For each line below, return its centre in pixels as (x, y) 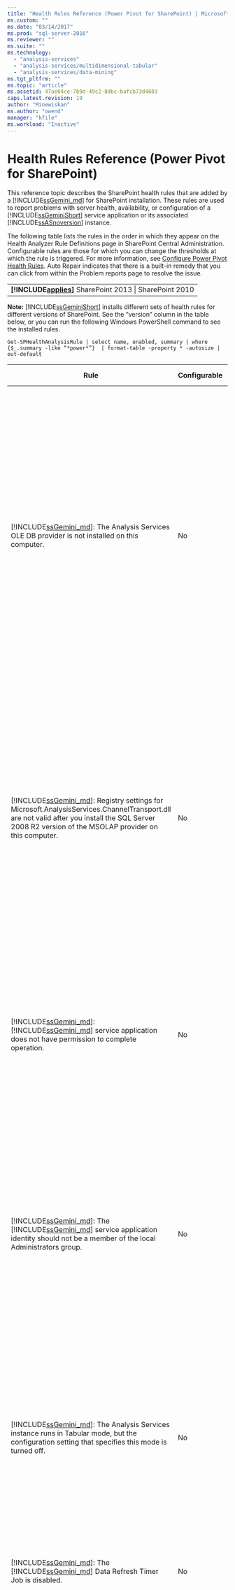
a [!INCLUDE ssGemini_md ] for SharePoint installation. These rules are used (116, 201)
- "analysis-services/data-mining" (65, 72)
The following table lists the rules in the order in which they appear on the (113, 236)
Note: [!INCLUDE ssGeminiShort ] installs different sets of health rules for (111, 307)
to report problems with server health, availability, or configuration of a (109, 208)
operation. (28, 1048)
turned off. (28, 1451)
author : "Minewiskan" (39, 105)
